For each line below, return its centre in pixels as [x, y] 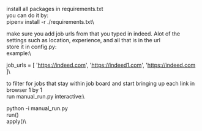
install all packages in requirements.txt [55, 9]
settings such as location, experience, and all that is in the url [84, 40]
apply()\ [16, 121]
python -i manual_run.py [37, 108]
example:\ [19, 53]
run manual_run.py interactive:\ [45, 96]
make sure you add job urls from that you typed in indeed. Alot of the [93, 34]
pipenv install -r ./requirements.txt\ [50, 22]
